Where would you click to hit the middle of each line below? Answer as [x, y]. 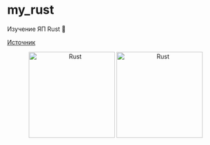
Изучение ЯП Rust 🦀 [36, 29]
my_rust [31, 10]
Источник [21, 42]
